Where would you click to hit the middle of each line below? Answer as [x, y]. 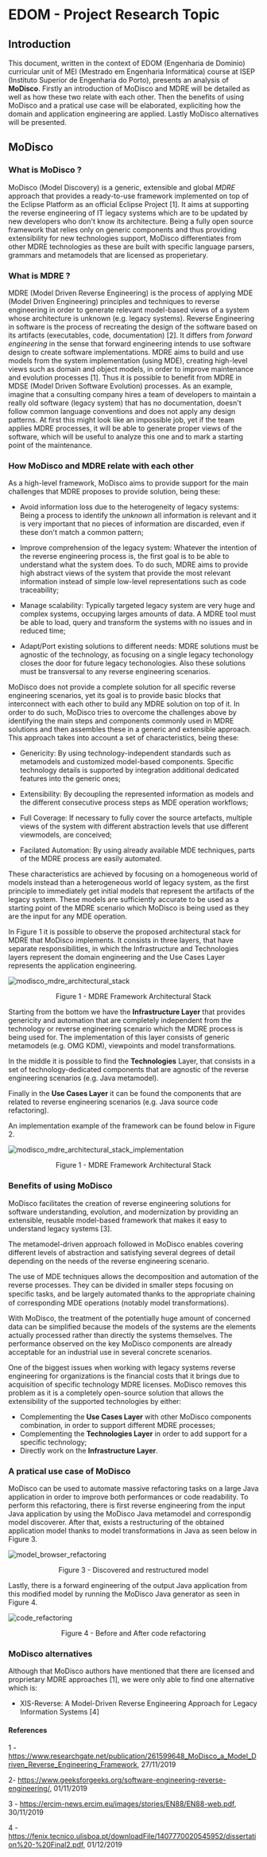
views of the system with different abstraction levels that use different [134, 826]
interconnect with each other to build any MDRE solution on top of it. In [124, 704]
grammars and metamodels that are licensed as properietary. [108, 255]
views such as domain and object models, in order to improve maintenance [131, 369]
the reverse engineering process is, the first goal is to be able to [124, 556]
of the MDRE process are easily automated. [91, 859]
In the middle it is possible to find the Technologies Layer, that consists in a [132, 1061]
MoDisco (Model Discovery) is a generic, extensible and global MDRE [122, 187]
